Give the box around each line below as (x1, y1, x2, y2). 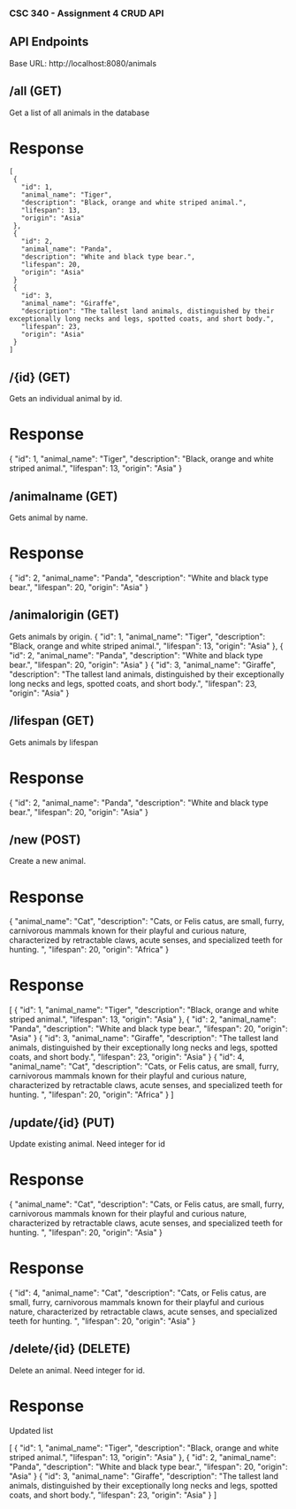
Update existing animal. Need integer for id (9, 1139, 165, 1149)
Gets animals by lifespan (9, 736, 99, 747)
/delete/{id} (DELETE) (9, 1342, 131, 1357)
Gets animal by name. (9, 512, 88, 523)
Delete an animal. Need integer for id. (9, 1365, 146, 1375)
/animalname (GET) (9, 488, 118, 503)
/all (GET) (9, 83, 63, 99)
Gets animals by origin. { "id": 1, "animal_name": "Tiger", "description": (9, 631, 266, 642)
